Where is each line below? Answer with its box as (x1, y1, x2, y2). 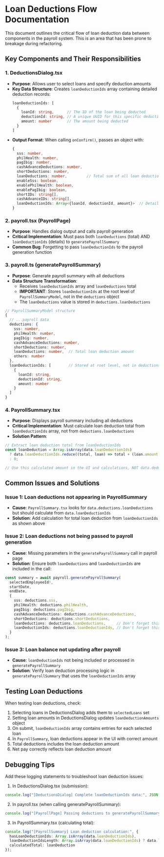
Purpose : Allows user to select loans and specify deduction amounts (12, 80, 151, 86)
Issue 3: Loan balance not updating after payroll (5, 646, 121, 653)
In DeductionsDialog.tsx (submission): (12, 783, 89, 789)
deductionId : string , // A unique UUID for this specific (21, 114, 142, 119)
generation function (12, 249, 52, 255)
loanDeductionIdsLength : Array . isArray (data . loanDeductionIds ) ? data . (9, 838, 159, 843)
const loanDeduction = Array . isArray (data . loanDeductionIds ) (5, 448, 132, 453)
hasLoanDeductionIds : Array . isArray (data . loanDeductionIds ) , (9, 833, 137, 839)
